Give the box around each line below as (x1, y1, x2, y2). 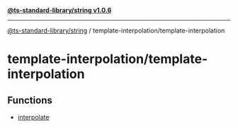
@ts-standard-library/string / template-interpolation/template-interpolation (7, 26, 225, 35)
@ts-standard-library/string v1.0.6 (7, 6, 112, 14)
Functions (7, 94, 53, 106)
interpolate (17, 113, 50, 121)
